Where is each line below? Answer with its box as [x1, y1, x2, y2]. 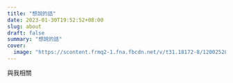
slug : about [7, 23, 42, 30]
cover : [7, 42, 26, 49]
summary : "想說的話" [7, 36, 62, 43]
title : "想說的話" [7, 10, 57, 17]
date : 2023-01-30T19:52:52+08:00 [7, 17, 104, 24]
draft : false [7, 29, 45, 37]
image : [13, 49, 33, 56]
